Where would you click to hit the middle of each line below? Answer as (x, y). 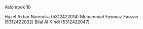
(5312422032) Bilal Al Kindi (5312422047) (47, 22)
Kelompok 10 (18, 7)
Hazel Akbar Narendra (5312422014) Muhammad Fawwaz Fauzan (71, 16)
